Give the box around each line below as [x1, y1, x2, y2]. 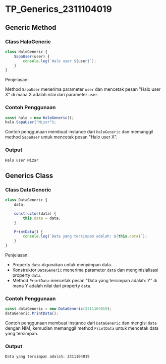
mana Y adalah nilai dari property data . [12, 283, 92, 289]
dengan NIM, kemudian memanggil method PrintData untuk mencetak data [5, 325, 159, 331]
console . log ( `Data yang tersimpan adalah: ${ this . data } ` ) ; [23, 234, 148, 239]
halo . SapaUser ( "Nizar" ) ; [5, 120, 56, 125]
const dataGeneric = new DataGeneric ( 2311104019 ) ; [5, 306, 112, 311]
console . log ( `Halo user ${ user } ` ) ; [23, 59, 97, 63]
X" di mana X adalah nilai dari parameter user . [5, 92, 99, 98]
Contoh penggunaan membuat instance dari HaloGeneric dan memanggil [5, 129, 154, 135]
